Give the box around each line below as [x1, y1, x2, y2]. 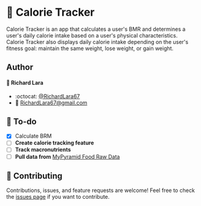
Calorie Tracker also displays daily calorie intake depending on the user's [6, 38, 189, 45]
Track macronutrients [14, 146, 71, 153]
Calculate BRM [14, 132, 53, 140]
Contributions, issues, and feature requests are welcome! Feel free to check [6, 187, 195, 194]
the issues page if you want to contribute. [6, 193, 110, 201]
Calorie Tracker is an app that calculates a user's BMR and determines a [6, 25, 186, 33]
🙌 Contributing [6, 170, 63, 181]
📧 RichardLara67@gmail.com [14, 99, 88, 106]
